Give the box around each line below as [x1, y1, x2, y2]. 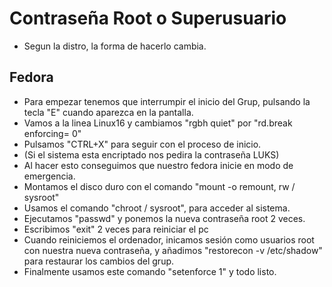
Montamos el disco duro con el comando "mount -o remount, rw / [23, 180, 296, 192]
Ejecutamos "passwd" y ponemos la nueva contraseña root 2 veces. [23, 212, 306, 224]
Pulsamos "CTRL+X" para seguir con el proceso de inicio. [23, 138, 262, 150]
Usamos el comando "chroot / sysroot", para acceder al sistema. [23, 202, 291, 214]
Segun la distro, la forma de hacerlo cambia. [23, 40, 207, 52]
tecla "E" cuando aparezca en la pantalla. [23, 106, 194, 118]
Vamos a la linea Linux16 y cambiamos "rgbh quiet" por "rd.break [23, 117, 293, 129]
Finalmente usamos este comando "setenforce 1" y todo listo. [23, 265, 277, 277]
